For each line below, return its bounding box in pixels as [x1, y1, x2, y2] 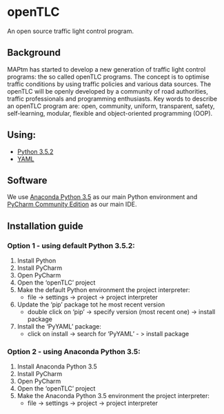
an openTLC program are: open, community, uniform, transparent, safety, [7, 101, 215, 110]
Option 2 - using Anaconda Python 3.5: [7, 346, 141, 356]
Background [7, 47, 61, 59]
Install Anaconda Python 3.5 [17, 362, 98, 371]
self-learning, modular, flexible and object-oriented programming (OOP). [7, 109, 213, 117]
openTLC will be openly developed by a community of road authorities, [7, 87, 208, 95]
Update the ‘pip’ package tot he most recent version [17, 300, 165, 309]
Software [7, 174, 48, 186]
